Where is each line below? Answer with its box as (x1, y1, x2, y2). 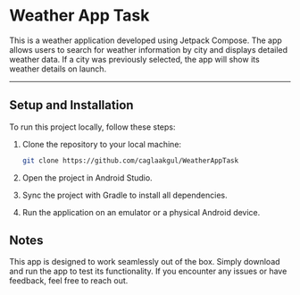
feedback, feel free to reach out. (9, 275, 129, 286)
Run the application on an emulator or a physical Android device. (21, 206, 261, 217)
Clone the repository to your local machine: (21, 139, 181, 149)
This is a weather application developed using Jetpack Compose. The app (9, 35, 283, 46)
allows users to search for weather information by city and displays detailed (9, 44, 288, 55)
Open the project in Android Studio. (21, 172, 154, 183)
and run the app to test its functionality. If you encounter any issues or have (9, 265, 287, 277)
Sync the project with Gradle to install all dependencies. (21, 190, 228, 200)
